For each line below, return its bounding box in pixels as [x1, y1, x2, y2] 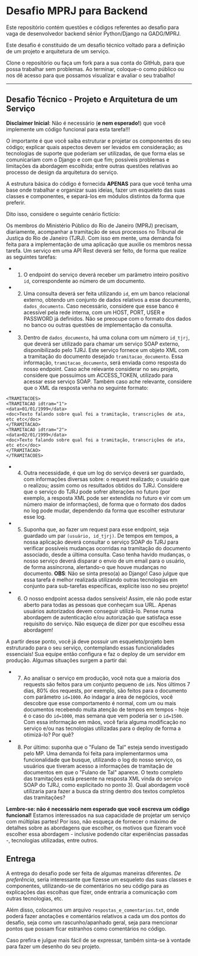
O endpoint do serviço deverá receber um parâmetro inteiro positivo [23, 271, 189, 278]
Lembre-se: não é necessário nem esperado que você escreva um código [6, 805, 190, 812]
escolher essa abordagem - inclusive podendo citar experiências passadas [6, 830, 189, 838]
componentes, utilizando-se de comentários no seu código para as [6, 882, 169, 889]
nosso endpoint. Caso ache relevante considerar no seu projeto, [23, 365, 180, 372]
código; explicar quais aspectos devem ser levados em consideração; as [6, 143, 183, 150]
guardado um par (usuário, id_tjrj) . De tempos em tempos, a [23, 532, 179, 539]
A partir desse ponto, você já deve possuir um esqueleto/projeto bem [6, 638, 175, 645]
